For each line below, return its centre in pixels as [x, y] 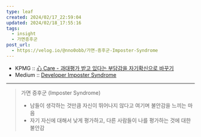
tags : [13, 28]
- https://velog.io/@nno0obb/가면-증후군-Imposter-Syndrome [85, 51]
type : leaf [20, 12]
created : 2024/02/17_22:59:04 [44, 17]
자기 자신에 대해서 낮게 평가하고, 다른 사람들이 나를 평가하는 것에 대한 [110, 120]
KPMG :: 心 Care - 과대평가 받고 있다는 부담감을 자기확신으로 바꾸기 [94, 68]
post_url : [19, 45]
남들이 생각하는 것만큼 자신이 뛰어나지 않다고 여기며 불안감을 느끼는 [108, 105]
